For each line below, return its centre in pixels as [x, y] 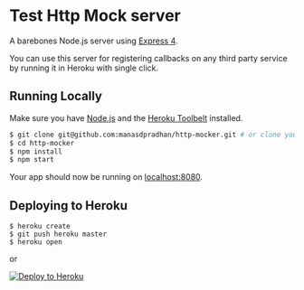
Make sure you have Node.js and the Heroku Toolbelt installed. [126, 117]
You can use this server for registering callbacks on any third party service [148, 58]
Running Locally [56, 96]
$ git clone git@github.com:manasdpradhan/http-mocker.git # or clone [145, 135]
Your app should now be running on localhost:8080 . [106, 177]
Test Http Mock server [95, 16]
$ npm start [32, 160]
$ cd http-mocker [42, 143]
